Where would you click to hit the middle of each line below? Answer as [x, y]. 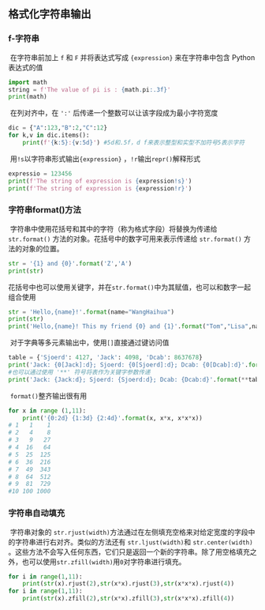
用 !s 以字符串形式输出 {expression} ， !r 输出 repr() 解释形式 [105, 158]
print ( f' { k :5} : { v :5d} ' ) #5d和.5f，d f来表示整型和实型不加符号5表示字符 [134, 143]
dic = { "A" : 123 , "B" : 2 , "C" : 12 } [58, 128]
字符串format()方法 [45, 210]
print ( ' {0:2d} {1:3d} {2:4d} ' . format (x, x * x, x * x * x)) [112, 418]
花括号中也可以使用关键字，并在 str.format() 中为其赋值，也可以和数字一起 [129, 287]
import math [28, 82]
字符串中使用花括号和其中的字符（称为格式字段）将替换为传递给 [114, 228]
